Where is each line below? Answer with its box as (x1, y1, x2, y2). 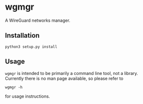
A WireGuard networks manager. (5, 17, 70, 23)
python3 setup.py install (5, 44, 57, 49)
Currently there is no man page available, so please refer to (5, 75, 124, 81)
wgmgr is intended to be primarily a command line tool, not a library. (5, 70, 138, 76)
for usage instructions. (5, 93, 50, 99)
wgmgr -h (5, 85, 23, 89)
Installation (5, 31, 40, 40)
